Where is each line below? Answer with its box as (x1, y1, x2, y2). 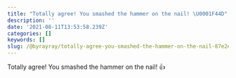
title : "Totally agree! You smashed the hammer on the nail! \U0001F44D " (7, 10, 228, 18)
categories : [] (7, 30, 52, 37)
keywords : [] (7, 37, 46, 44)
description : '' (7, 17, 55, 24)
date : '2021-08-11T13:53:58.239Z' (7, 23, 109, 30)
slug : (7, 43, 23, 50)
